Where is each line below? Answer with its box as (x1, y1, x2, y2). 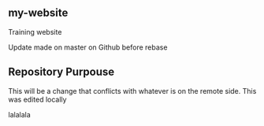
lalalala (8, 109, 32, 119)
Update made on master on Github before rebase (8, 43, 168, 52)
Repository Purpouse (8, 65, 115, 79)
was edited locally (8, 94, 67, 104)
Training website (8, 27, 62, 36)
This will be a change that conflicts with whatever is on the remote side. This (8, 86, 257, 95)
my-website (8, 6, 69, 20)
